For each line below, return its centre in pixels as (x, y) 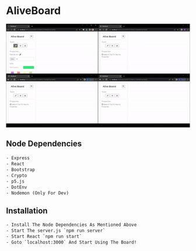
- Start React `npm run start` (44, 237)
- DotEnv (17, 187)
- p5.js (15, 181)
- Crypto (17, 175)
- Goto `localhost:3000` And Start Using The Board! (71, 243)
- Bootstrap (20, 170)
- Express (18, 158)
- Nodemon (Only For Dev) (37, 193)
